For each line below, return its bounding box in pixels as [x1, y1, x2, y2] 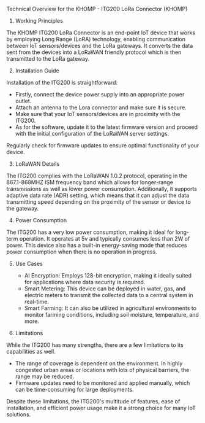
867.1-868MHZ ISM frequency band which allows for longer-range [6, 179, 173, 186]
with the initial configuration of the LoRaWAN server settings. [15, 130, 170, 137]
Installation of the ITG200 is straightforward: [6, 79, 118, 86]
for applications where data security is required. [24, 279, 146, 285]
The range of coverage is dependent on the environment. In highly [15, 360, 183, 367]
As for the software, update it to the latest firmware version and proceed [15, 123, 198, 131]
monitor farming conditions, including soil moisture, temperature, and [24, 311, 199, 318]
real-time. [24, 298, 50, 305]
